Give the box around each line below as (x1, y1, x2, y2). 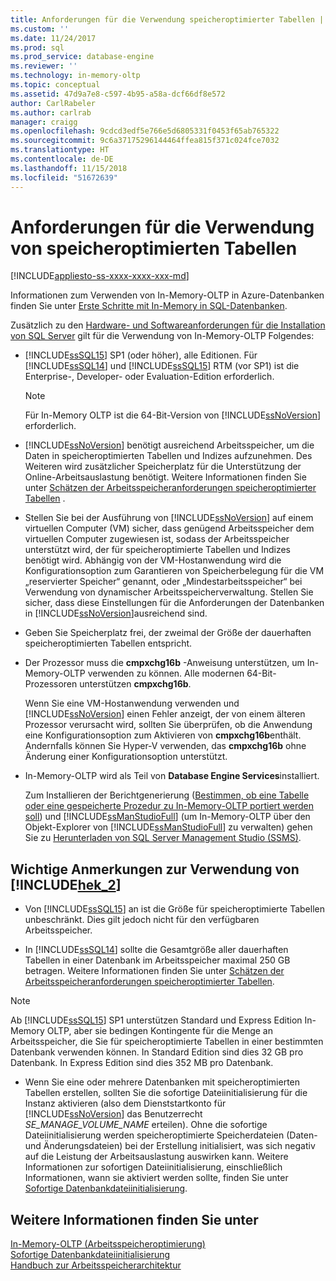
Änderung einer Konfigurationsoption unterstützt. (24, 751, 228, 763)
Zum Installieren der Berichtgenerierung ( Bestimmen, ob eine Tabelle (24, 789, 310, 801)
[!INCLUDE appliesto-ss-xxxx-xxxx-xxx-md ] (10, 270, 190, 282)
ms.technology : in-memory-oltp (10, 71, 141, 81)
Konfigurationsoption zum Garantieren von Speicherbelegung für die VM (24, 565, 325, 577)
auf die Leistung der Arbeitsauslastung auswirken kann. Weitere (24, 1151, 289, 1163)
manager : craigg (10, 117, 78, 127)
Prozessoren (24, 678, 78, 690)
